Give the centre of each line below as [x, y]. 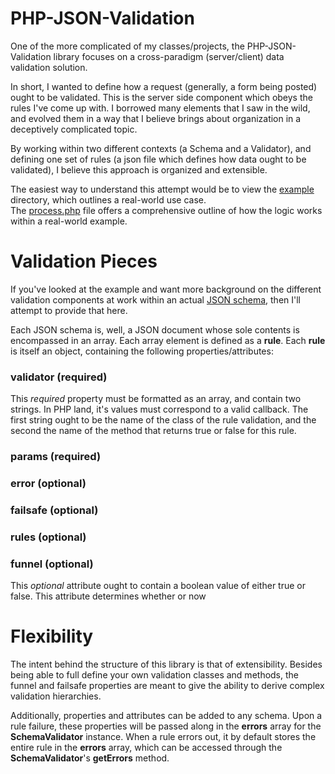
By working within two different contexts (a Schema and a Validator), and [161, 148]
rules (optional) [48, 537]
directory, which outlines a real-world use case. [108, 199]
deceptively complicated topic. [74, 129]
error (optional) [48, 484]
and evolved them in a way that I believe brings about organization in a [156, 118]
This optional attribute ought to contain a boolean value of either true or [158, 586]
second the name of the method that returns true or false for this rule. [153, 431]
